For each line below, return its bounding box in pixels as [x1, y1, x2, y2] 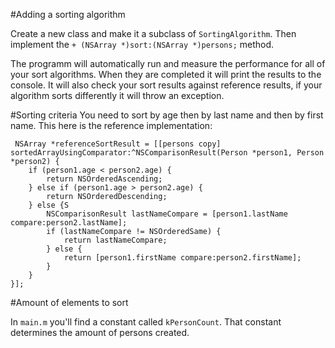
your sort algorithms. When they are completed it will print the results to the [10, 69, 322, 80]
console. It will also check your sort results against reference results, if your [10, 79, 323, 91]
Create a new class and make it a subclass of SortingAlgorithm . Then [10, 28, 297, 39]
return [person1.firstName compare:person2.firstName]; [63, 253, 302, 263]
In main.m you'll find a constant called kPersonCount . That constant [10, 316, 282, 328]
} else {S [28, 200, 70, 210]
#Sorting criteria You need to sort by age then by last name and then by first [10, 109, 324, 121]
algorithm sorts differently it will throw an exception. [10, 90, 225, 101]
